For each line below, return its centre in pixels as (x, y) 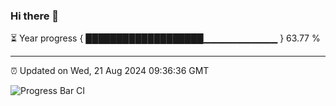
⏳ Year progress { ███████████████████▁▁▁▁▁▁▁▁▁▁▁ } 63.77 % (165, 38)
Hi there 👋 (35, 16)
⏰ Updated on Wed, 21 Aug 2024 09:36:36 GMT (110, 71)
